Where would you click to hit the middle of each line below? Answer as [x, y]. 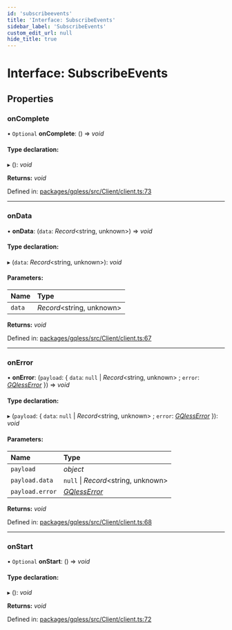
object [74, 469]
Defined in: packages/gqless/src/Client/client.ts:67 [79, 338]
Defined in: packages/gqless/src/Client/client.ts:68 [79, 522]
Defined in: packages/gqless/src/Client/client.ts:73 [79, 191]
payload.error [34, 491]
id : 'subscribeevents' [40, 13]
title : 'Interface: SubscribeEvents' [61, 20]
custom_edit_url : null [40, 33]
